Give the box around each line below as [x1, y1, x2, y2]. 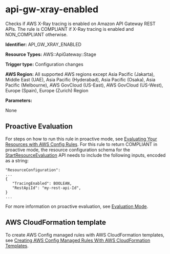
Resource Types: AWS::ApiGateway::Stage [5, 51, 96, 57]
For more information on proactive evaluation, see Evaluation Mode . [5, 203, 148, 209]
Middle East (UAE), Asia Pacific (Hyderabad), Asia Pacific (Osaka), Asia [5, 76, 156, 82]
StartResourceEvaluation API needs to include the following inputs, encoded [5, 152, 166, 158]
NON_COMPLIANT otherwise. [5, 31, 68, 37]
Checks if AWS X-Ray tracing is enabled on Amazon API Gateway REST [5, 20, 156, 27]
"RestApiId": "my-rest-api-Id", [12, 185, 81, 190]
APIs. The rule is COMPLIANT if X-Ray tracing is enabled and [5, 26, 134, 32]
